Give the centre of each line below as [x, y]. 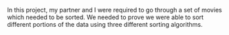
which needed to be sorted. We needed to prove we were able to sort [106, 17]
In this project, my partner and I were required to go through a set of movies [115, 10]
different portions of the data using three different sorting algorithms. [105, 24]
